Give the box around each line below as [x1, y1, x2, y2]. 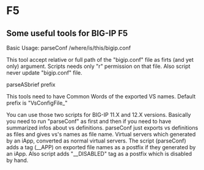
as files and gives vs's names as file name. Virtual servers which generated [6, 131, 196, 138]
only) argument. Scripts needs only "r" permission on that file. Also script [6, 62, 191, 70]
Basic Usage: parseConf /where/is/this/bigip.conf [6, 44, 131, 51]
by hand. [6, 157, 29, 164]
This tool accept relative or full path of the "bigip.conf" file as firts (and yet [6, 56, 194, 63]
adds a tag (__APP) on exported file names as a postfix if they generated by [6, 144, 196, 150]
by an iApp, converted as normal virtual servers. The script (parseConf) [6, 137, 186, 144]
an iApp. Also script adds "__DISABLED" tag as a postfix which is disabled [6, 150, 192, 157]
